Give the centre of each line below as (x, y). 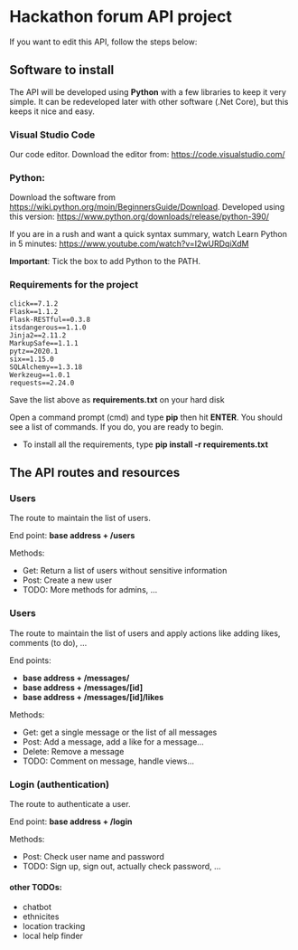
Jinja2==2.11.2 (38, 335)
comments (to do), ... (48, 642)
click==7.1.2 (34, 304)
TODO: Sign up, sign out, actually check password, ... (121, 866)
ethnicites (41, 917)
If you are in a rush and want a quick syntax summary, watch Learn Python (148, 234)
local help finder (53, 936)
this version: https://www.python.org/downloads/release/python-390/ (139, 217)
